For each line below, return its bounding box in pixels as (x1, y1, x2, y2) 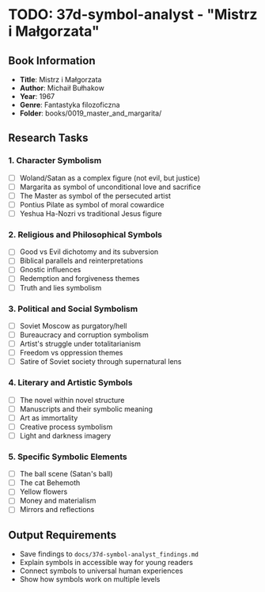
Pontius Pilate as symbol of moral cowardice (19, 199, 165, 209)
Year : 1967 (19, 92, 55, 101)
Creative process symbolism (19, 422, 113, 431)
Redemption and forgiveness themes (19, 274, 140, 283)
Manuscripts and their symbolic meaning (19, 404, 153, 413)
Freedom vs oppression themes (19, 348, 123, 358)
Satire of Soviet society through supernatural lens (19, 357, 182, 366)
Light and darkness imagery (19, 431, 112, 440)
